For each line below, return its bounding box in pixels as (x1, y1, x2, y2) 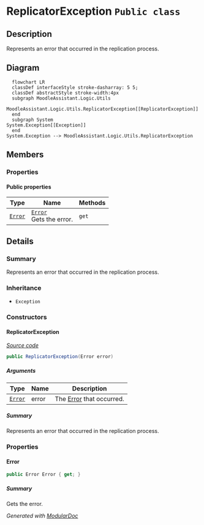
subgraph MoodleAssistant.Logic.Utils (12, 95, 111, 101)
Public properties (6, 183, 51, 190)
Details (6, 236, 34, 246)
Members (6, 149, 44, 160)
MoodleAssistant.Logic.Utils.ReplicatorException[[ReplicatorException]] (6, 106, 199, 112)
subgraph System (12, 117, 53, 123)
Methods (78, 198, 106, 207)
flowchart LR (12, 79, 45, 85)
